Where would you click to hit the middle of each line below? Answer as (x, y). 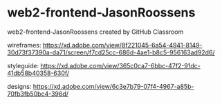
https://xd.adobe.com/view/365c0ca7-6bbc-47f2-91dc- (120, 65)
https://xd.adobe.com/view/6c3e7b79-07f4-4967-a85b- (113, 86)
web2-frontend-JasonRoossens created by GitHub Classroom (95, 32)
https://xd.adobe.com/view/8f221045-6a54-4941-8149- (122, 45)
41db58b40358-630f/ (38, 73)
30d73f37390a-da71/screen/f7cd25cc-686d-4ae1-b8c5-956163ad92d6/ (111, 52)
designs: (19, 86)
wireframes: (24, 45)
